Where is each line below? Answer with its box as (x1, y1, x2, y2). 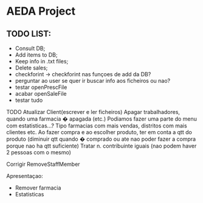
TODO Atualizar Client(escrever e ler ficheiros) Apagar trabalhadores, (6, 109, 181, 115)
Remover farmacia (15, 184, 61, 191)
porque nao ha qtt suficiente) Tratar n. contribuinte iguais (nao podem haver (6, 142, 197, 149)
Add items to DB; (15, 51, 58, 59)
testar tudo (15, 96, 43, 104)
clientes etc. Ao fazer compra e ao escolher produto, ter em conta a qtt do (6, 129, 193, 135)
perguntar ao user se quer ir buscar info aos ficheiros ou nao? (15, 77, 171, 84)
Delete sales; (15, 64, 48, 71)
